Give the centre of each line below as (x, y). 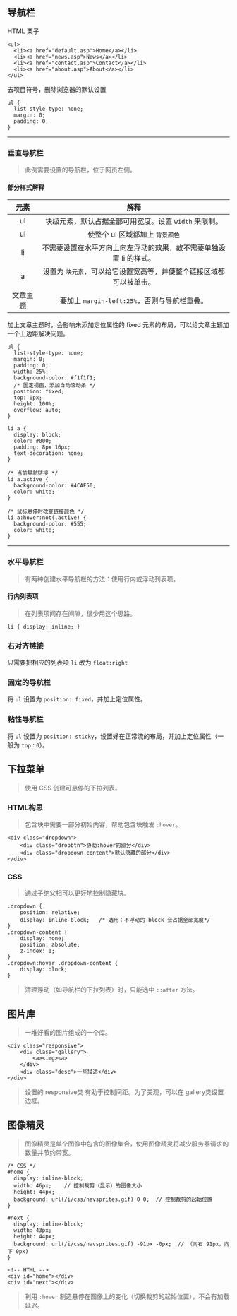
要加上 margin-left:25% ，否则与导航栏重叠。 (134, 301)
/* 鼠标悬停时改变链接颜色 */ (46, 512)
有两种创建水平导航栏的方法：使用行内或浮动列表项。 (102, 579)
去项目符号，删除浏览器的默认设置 (57, 89)
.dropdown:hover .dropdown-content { (63, 964)
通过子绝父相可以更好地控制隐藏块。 (77, 893)
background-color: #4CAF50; (55, 486)
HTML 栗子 (23, 31)
